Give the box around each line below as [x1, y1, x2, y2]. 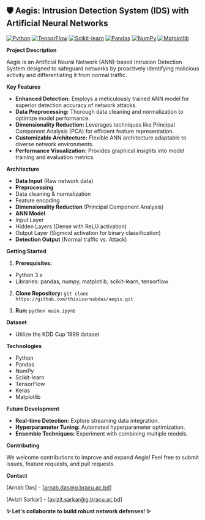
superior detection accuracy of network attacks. [15, 101, 137, 109]
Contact [6, 472, 28, 479]
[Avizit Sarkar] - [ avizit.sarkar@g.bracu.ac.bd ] [6, 496, 122, 503]
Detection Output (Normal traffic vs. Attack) [15, 236, 127, 243]
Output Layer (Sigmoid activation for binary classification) [15, 229, 161, 236]
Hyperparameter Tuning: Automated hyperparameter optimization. [15, 423, 185, 431]
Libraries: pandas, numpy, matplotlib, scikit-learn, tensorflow [15, 278, 169, 285]
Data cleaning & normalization [15, 190, 91, 198]
